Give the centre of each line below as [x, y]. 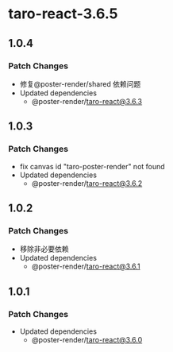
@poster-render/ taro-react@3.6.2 [87, 183]
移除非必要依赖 [44, 249]
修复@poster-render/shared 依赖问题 [80, 83]
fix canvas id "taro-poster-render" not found [92, 166]
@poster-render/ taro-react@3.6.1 [86, 266]
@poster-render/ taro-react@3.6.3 [87, 101]
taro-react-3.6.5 [63, 14]
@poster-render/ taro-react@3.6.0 [87, 339]
